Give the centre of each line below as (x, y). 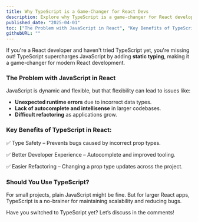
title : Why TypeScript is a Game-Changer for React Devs (77, 11)
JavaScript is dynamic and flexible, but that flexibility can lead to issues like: (98, 91)
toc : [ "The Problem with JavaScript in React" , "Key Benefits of (88, 28)
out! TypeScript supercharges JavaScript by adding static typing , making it (98, 57)
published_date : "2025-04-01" (43, 22)
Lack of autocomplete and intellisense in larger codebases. (88, 108)
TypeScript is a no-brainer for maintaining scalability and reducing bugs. (94, 201)
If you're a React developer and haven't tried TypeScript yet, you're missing (98, 50)
